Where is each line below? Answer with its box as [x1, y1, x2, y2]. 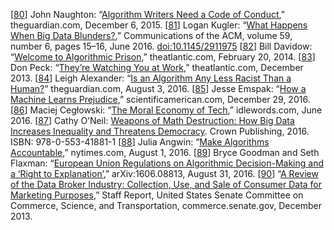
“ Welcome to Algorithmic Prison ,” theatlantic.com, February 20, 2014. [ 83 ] [10, 51, 316, 63]
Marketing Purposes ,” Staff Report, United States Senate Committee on [10, 189, 304, 201]
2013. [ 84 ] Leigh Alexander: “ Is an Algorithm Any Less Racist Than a [10, 72, 292, 84]
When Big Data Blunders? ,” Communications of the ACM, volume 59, [10, 30, 293, 41]
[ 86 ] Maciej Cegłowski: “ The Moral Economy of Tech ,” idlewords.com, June [10, 104, 323, 116]
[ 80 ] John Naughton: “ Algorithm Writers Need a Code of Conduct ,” [10, 9, 285, 20]
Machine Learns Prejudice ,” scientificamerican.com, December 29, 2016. [10, 94, 311, 105]
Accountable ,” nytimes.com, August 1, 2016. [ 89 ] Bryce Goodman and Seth [10, 147, 320, 158]
